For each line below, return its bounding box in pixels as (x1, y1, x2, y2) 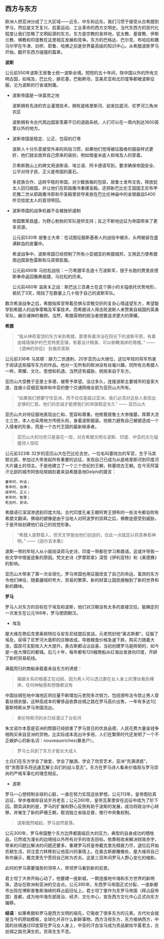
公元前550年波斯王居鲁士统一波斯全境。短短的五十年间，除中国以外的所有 (5, 70, 154, 76)
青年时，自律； (5, 485, 31, 490)
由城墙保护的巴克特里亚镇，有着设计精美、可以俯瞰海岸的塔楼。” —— (17, 339, 155, 345)
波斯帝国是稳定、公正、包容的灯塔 (12, 136, 81, 142)
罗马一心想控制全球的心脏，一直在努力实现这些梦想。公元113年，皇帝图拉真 (5, 791, 157, 797)
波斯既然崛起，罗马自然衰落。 (17, 819, 77, 826)
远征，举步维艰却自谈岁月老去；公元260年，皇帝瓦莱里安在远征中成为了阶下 (5, 797, 159, 803)
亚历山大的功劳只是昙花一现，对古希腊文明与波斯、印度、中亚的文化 (17, 434, 154, 440)
